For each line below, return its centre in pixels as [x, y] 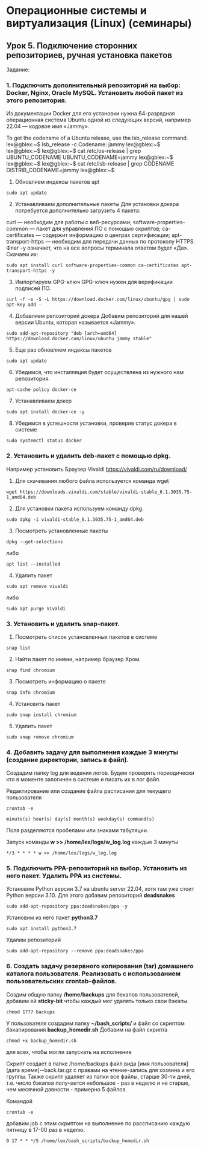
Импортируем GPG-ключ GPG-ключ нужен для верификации [94, 282]
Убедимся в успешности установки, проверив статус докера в [96, 423]
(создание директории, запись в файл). [68, 760]
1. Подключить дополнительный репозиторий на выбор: [94, 85]
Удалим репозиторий [34, 940]
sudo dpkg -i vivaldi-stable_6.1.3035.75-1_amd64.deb [75, 519]
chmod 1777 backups [31, 1012]
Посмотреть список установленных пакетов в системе [86, 637]
